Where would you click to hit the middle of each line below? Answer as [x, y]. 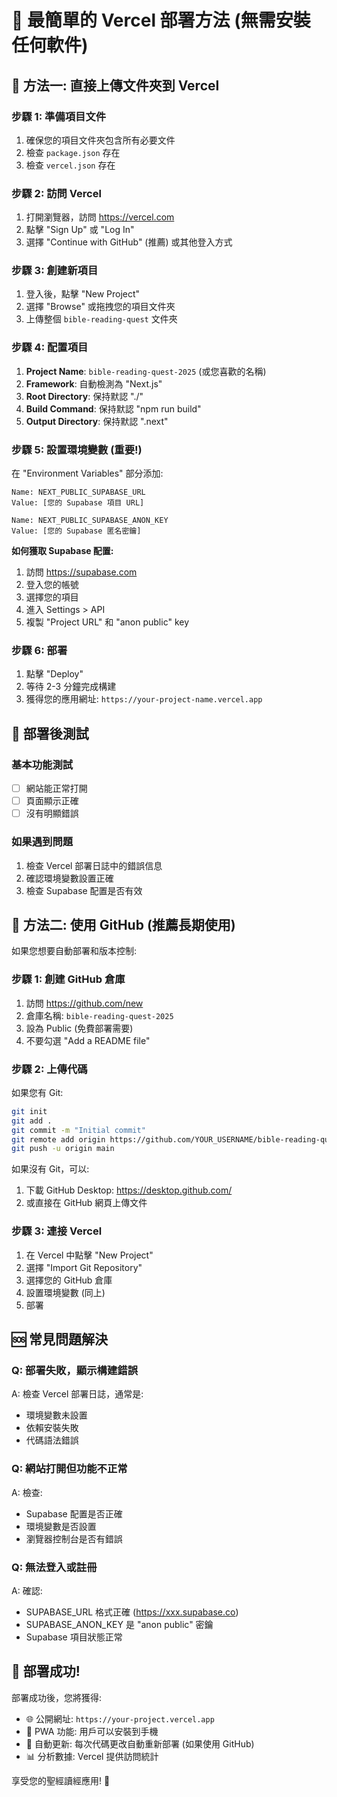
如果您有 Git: [37, 1092]
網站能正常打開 [56, 788]
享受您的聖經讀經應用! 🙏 [61, 1780]
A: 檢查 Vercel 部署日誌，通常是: [77, 1394]
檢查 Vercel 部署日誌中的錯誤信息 [94, 865]
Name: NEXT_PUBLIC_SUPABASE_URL [78, 492]
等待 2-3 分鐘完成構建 [71, 687]
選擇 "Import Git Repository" [84, 1267]
